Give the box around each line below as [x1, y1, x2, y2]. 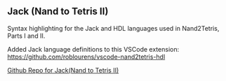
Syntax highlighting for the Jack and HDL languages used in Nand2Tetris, [7, 24, 220, 32]
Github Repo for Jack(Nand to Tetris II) [7, 66, 119, 74]
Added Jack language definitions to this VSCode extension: [7, 45, 180, 53]
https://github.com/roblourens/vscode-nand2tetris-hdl [7, 52, 166, 61]
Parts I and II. [7, 31, 46, 40]
